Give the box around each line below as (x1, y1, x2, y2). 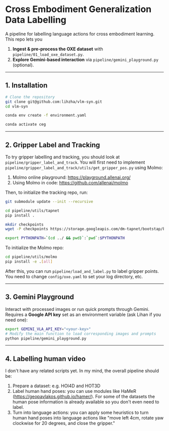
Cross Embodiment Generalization (5, 4, 152, 15)
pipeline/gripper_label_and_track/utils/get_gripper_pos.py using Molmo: (5, 164, 163, 170)
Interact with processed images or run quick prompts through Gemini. (5, 306, 150, 312)
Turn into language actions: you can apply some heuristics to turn (12, 409, 149, 415)
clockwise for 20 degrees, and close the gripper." (12, 420, 115, 426)
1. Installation (5, 81, 48, 90)
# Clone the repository (5, 94, 55, 99)
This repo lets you (5, 36, 43, 42)
